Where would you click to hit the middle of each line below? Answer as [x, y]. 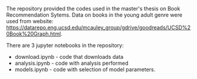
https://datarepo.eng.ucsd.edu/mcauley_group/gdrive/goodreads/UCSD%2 [98, 27]
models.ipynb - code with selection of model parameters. [85, 69]
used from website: [30, 21]
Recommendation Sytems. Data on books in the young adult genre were [94, 15]
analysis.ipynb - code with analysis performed [72, 63]
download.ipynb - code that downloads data [69, 57]
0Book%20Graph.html [34, 34]
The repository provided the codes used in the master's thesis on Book [93, 9]
